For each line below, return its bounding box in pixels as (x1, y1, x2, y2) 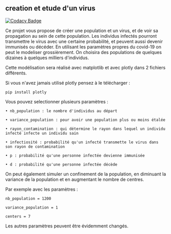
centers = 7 (5, 214, 31, 219)
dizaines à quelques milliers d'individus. (5, 55, 89, 61)
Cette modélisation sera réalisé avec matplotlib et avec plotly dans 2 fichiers (5, 64, 166, 70)
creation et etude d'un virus (5, 4, 95, 13)
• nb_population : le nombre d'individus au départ (5, 108, 117, 114)
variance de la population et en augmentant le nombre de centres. (5, 176, 144, 183)
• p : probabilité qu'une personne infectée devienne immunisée (5, 153, 145, 158)
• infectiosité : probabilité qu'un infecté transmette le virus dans (5, 140, 159, 145)
